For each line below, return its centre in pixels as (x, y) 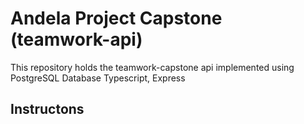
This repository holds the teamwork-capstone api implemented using (152, 67)
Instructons (47, 109)
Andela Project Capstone (116, 18)
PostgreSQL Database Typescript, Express (98, 78)
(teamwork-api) (76, 39)
